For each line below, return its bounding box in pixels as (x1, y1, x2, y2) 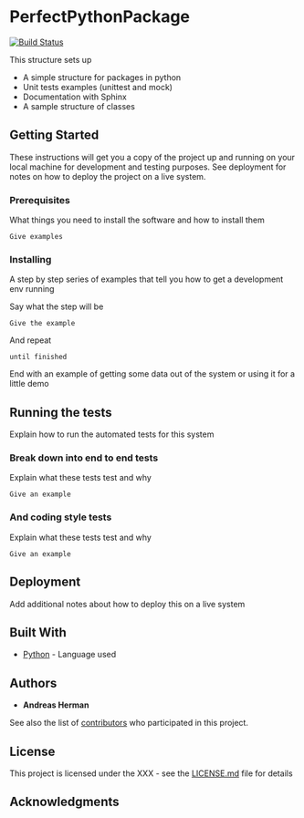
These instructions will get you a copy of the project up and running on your (9, 151, 295, 162)
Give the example (9, 319, 76, 328)
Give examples (9, 233, 64, 242)
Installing (9, 253, 52, 265)
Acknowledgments (9, 794, 121, 810)
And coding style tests (9, 511, 112, 523)
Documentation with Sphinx (22, 91, 128, 102)
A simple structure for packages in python (22, 71, 182, 83)
